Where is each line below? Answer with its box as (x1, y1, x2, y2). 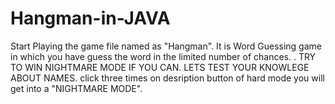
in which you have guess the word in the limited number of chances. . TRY (10, 50, 317, 62)
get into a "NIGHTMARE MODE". (10, 82, 143, 94)
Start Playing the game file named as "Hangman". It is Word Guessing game (10, 40, 322, 52)
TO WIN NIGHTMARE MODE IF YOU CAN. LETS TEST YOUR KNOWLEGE (10, 61, 310, 73)
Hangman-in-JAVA (10, 7, 171, 30)
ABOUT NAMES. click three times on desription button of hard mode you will (10, 72, 325, 84)
